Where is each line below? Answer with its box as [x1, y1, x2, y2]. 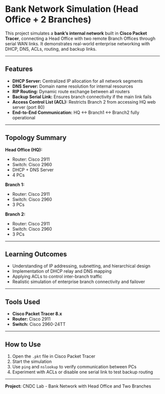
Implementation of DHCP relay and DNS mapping [12, 268, 112, 274]
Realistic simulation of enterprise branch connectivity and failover [12, 279, 145, 285]
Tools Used [5, 297, 40, 306]
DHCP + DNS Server [12, 167, 54, 173]
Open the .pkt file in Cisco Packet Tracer [12, 354, 96, 359]
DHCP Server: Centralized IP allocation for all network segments [12, 78, 143, 84]
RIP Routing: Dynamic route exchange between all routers [12, 88, 130, 94]
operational [12, 114, 35, 120]
